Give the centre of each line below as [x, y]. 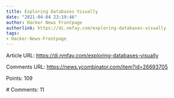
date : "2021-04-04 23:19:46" [42, 17]
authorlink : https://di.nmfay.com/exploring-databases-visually [86, 28]
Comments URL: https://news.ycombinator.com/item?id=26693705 [87, 67]
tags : [13, 33]
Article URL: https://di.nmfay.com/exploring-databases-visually [82, 55]
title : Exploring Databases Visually [52, 11]
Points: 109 [19, 78]
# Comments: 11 [25, 89]
